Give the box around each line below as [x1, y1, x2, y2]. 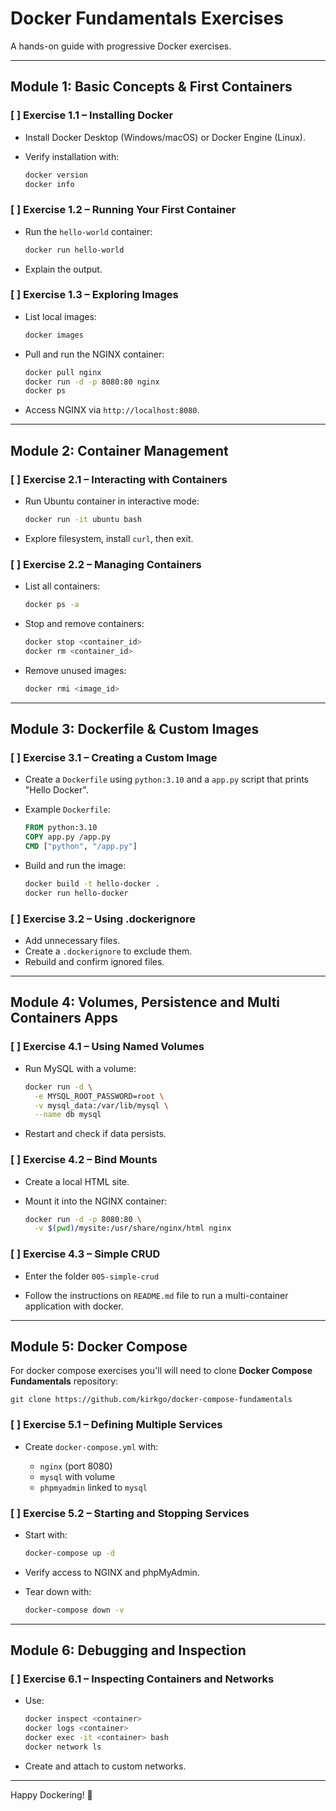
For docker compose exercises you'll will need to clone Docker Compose [10, 1365, 313, 1377]
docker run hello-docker [24, 888, 129, 898]
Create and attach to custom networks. [24, 1760, 187, 1772]
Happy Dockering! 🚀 [10, 1788, 93, 1801]
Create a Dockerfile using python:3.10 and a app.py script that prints [24, 773, 309, 786]
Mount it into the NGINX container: [24, 1195, 168, 1207]
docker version [24, 170, 89, 180]
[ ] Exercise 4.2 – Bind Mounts [10, 1153, 158, 1167]
